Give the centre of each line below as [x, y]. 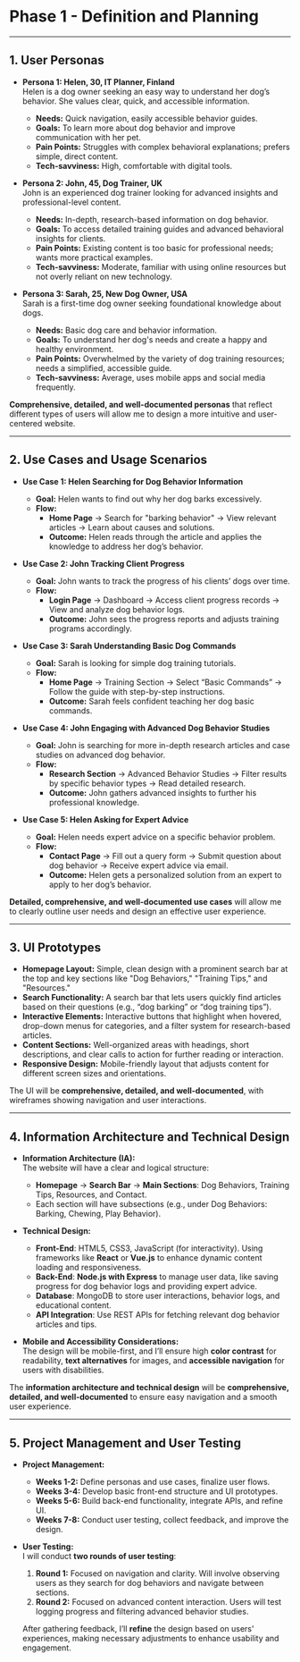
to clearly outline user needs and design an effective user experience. [138, 911]
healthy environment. [75, 349]
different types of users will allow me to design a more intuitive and [133, 414]
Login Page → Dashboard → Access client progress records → [164, 600]
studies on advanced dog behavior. [100, 755]
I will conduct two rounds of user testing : [99, 1556]
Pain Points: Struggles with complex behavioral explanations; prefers [162, 147]
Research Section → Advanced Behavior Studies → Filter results [168, 773]
